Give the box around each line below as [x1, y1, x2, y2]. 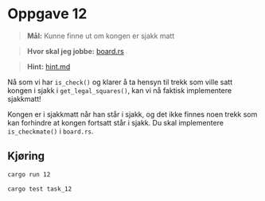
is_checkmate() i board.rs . [7, 126, 94, 136]
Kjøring [7, 149, 45, 163]
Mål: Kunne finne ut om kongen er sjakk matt [26, 31, 175, 41]
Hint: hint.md [26, 61, 71, 72]
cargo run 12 [7, 170, 51, 179]
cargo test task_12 [7, 184, 72, 193]
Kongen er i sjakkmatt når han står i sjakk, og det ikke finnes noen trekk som [7, 109, 258, 119]
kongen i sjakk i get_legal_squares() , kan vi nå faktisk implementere [7, 85, 232, 95]
